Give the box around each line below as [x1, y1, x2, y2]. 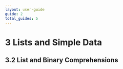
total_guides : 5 [5, 16, 38, 21]
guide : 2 [5, 12, 23, 16]
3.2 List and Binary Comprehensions [5, 56, 119, 64]
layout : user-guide [5, 7, 45, 12]
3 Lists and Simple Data [5, 37, 102, 48]
